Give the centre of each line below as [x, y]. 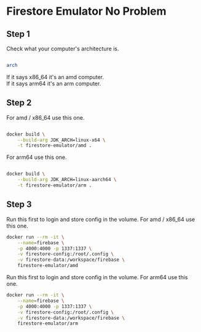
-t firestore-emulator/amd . [55, 145]
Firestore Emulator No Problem [86, 11]
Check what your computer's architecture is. [63, 48]
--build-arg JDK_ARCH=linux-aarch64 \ [67, 180]
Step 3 [19, 205]
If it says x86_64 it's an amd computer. [55, 77]
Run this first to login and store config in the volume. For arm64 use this [97, 277]
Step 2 [19, 103]
